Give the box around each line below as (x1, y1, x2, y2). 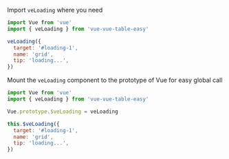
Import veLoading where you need (7, 6, 103, 14)
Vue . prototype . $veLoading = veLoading (7, 108, 118, 115)
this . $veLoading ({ (7, 120, 60, 127)
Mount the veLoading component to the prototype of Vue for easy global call (7, 76, 223, 85)
